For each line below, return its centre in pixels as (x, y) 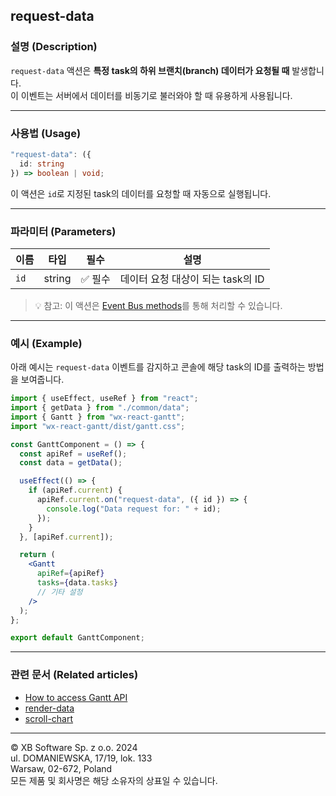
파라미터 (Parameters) (63, 231)
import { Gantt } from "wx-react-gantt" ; (98, 417)
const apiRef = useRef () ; (73, 454)
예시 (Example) (46, 343)
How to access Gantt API (76, 697)
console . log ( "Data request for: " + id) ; (134, 509)
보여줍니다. (42, 380)
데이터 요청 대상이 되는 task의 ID (192, 279)
